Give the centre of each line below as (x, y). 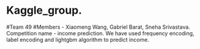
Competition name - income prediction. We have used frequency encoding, (100, 33)
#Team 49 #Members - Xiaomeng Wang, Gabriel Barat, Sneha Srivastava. (98, 27)
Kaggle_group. (44, 10)
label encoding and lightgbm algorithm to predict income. (78, 39)
